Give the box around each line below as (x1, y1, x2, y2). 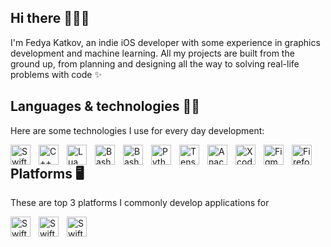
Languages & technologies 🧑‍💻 (10, 98, 200, 115)
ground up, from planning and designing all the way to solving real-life (10, 57, 300, 70)
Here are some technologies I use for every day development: (10, 124, 265, 136)
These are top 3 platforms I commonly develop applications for (10, 197, 270, 209)
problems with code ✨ (10, 68, 102, 80)
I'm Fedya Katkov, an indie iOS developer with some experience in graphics (10, 36, 321, 48)
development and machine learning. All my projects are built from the (10, 47, 295, 59)
